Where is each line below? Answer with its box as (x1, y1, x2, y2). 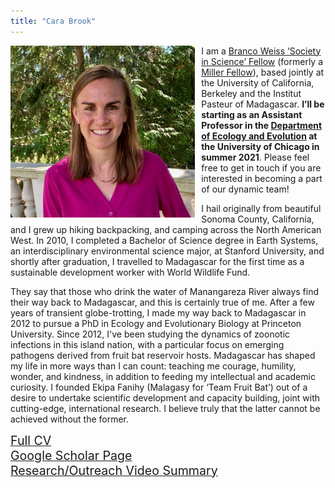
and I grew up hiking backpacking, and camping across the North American (10, 223, 322, 235)
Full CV (10, 432, 52, 449)
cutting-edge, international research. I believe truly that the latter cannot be (10, 402, 321, 414)
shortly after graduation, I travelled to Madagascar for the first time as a (10, 255, 305, 267)
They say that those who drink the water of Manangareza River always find (10, 285, 320, 297)
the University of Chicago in (201, 140, 320, 152)
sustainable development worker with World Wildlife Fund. (10, 266, 251, 278)
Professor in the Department (201, 119, 323, 131)
